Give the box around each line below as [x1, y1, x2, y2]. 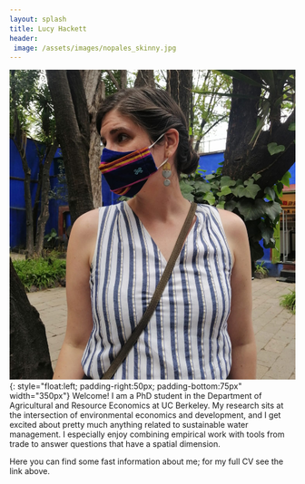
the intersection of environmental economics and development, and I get [9, 409, 281, 421]
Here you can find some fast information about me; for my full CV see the [9, 456, 284, 467]
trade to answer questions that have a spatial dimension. [9, 438, 221, 449]
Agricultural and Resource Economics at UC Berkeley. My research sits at [9, 400, 284, 411]
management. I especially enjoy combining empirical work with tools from [9, 429, 285, 440]
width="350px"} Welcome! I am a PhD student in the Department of [9, 390, 262, 401]
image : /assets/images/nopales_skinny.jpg [13, 44, 177, 53]
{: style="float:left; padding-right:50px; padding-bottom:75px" [9, 381, 242, 392]
